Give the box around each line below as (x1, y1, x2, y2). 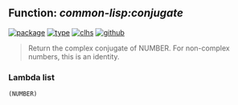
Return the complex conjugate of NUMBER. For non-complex (27, 43, 231, 53)
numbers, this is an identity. (27, 51, 120, 61)
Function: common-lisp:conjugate (8, 6, 183, 20)
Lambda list (8, 71, 55, 83)
